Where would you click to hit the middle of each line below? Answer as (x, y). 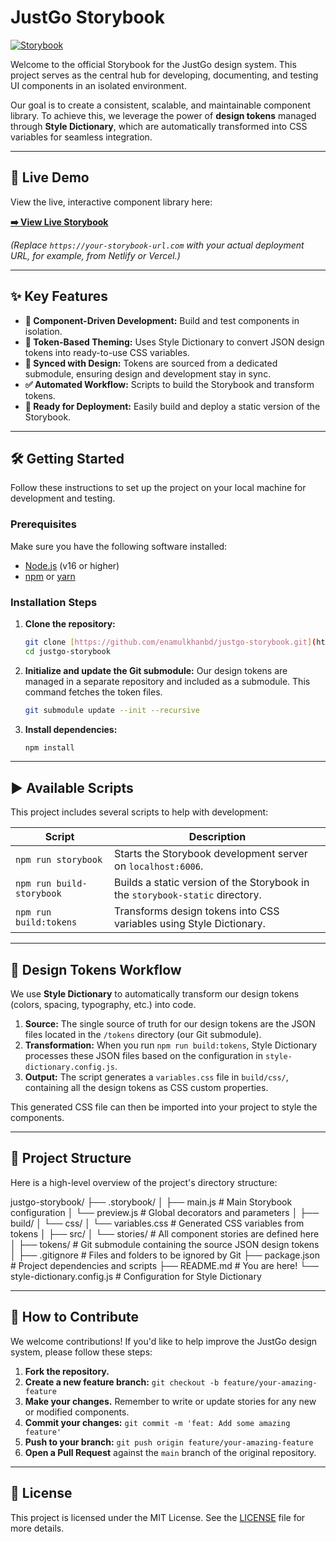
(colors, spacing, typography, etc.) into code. (103, 1005)
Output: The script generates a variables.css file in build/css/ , (156, 1077)
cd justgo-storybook (67, 651)
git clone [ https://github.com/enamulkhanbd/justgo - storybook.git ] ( (170, 642)
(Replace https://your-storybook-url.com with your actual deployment (157, 245)
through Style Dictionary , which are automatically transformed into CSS (159, 126)
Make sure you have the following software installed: (119, 546)
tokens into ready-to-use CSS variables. (107, 352)
